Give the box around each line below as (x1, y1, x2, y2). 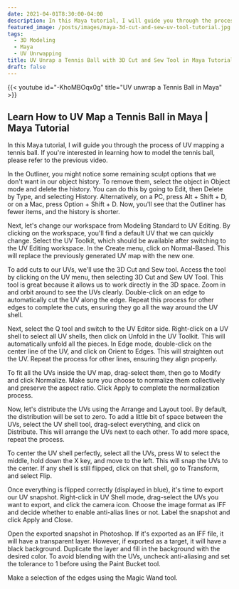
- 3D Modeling (14, 37, 55, 44)
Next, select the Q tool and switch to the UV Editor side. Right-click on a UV (7, 324, 229, 333)
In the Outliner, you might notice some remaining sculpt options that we (7, 170, 217, 179)
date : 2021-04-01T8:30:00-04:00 (7, 10, 103, 18)
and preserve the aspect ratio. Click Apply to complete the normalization (7, 383, 221, 392)
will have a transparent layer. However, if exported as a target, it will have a (7, 537, 227, 546)
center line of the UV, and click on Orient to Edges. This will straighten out (7, 347, 224, 356)
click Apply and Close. (7, 516, 73, 524)
